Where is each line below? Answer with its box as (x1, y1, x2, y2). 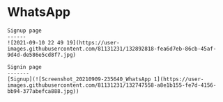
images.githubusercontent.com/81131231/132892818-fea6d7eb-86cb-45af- (7, 45, 217, 52)
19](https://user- (66, 39, 120, 46)
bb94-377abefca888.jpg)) (7, 87, 79, 94)
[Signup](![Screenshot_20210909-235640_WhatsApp (7, 76, 151, 83)
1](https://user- (153, 76, 204, 83)
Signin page (7, 63, 42, 70)
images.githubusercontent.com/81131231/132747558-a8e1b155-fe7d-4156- (7, 81, 217, 89)
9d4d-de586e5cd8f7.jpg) (7, 51, 77, 58)
